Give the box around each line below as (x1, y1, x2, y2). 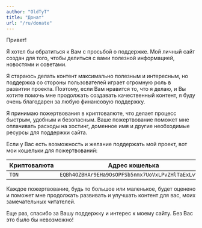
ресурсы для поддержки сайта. (6, 129, 88, 136)
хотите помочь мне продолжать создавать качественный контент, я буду (6, 91, 195, 99)
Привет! (6, 37, 27, 44)
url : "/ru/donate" (6, 20, 52, 26)
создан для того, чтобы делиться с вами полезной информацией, (6, 55, 175, 62)
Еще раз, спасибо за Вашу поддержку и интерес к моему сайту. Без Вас (6, 210, 194, 217)
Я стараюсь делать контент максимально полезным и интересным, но (6, 73, 188, 80)
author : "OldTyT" (6, 8, 50, 15)
